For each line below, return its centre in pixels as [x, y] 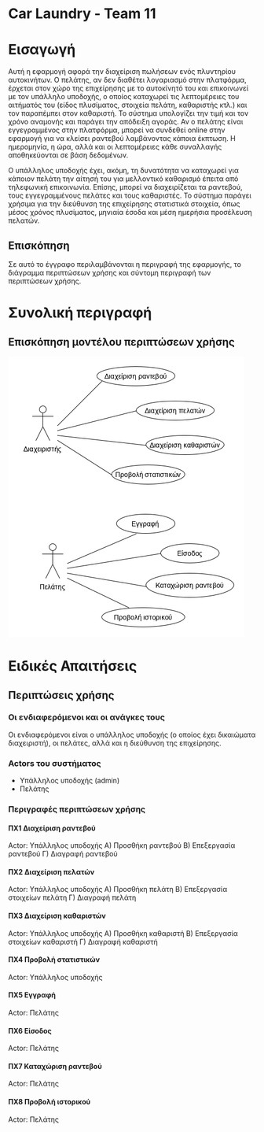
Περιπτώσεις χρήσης [61, 695]
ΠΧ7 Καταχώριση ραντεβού [55, 1066]
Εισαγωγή [42, 50]
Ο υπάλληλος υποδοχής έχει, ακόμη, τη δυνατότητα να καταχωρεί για [124, 171]
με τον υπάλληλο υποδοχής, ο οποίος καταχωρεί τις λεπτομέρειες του [124, 97]
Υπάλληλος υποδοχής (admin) [70, 781]
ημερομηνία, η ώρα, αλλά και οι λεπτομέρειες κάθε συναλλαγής [115, 147]
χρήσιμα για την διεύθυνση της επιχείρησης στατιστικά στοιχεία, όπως [125, 204]
